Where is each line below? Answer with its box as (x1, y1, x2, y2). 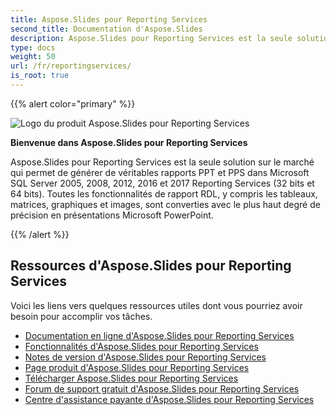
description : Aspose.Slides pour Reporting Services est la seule (10, 33, 293, 43)
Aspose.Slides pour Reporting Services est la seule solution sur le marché (10, 156, 315, 168)
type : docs (10, 42, 56, 53)
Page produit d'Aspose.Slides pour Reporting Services (24, 361, 250, 373)
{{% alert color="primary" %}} (10, 97, 136, 110)
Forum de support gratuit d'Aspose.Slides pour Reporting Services (24, 382, 300, 395)
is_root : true (10, 71, 70, 81)
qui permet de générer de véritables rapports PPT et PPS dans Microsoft (10, 166, 310, 178)
